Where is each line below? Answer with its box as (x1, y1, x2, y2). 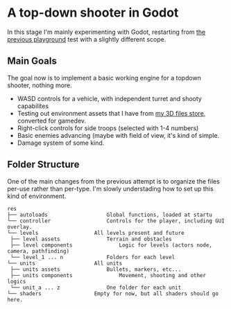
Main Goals (7, 55, 57, 67)
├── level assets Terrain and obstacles (10, 236, 172, 242)
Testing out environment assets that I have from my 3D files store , (17, 109, 206, 117)
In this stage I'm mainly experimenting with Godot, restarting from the (7, 28, 206, 36)
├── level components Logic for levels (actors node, (10, 241, 213, 249)
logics (7, 278, 26, 285)
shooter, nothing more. (7, 81, 73, 89)
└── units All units (7, 260, 123, 267)
